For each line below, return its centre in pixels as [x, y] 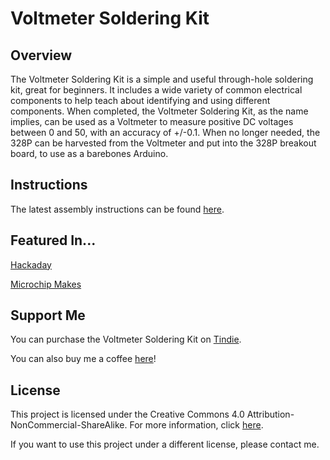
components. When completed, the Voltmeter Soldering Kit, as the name [159, 111]
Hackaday [31, 264]
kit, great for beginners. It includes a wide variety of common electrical [156, 90]
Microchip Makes [46, 284]
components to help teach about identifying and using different [140, 100]
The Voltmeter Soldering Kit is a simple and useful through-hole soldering [162, 79]
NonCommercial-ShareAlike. [69, 425]
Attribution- [270, 414]
